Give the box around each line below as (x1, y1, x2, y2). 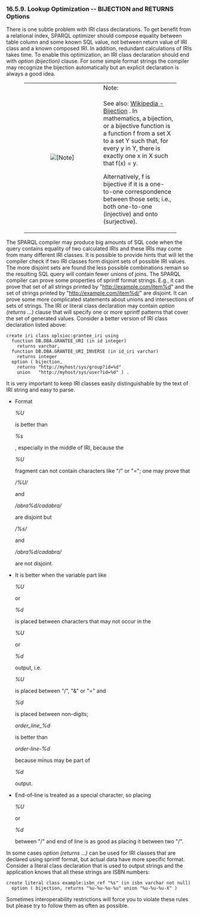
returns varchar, (17, 343, 60, 350)
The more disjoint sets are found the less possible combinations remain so (6, 264, 189, 271)
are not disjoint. (14, 560, 54, 567)
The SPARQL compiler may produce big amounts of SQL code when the (6, 238, 183, 246)
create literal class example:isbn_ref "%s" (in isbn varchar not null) (6, 880, 191, 886)
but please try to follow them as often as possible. (6, 902, 129, 910)
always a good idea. (6, 71, 56, 78)
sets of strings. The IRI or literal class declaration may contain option (6, 302, 175, 310)
